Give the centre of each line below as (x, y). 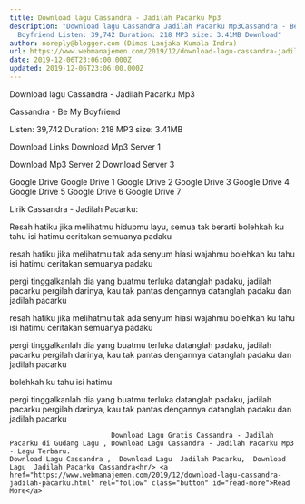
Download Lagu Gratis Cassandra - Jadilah (192, 435)
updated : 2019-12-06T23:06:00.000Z (77, 69)
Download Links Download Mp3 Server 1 (85, 147)
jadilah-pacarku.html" (52, 483)
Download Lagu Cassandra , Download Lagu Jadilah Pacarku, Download (148, 459)
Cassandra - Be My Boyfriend (65, 111)
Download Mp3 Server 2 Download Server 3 (92, 164)
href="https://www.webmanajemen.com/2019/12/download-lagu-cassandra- (146, 475)
